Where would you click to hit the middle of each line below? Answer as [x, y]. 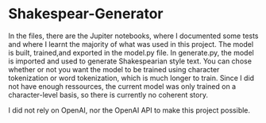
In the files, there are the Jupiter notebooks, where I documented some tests [134, 36]
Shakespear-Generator [86, 14]
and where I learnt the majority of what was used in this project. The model [131, 44]
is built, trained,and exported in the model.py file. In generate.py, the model [131, 52]
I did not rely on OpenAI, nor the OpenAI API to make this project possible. [129, 110]
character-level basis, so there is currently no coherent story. [108, 94]
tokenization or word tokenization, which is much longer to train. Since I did [131, 78]
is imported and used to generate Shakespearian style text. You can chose [130, 61]
